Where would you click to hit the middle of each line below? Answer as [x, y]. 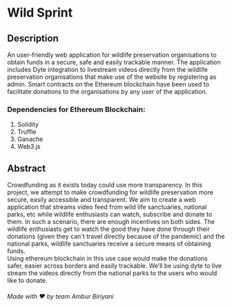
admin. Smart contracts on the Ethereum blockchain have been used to [108, 84]
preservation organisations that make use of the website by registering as [112, 77]
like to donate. [27, 281]
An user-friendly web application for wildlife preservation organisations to [112, 55]
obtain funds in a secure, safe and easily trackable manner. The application [114, 62]
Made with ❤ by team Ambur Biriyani [60, 296]
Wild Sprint [40, 13]
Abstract [27, 168]
